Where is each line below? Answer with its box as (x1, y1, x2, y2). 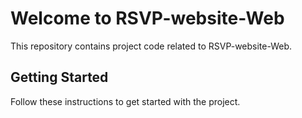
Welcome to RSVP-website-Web (10, 7, 285, 30)
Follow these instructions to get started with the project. (10, 95, 241, 107)
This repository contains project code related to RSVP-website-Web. (10, 40, 293, 52)
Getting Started (10, 69, 109, 86)
